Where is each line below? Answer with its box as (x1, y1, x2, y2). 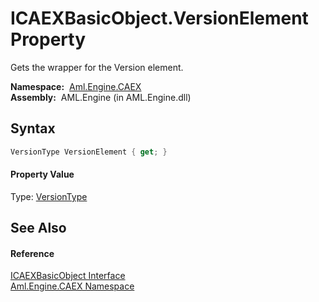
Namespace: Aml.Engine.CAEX (10, 80, 142, 92)
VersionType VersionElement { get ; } (10, 147, 168, 157)
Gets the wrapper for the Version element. (10, 61, 184, 73)
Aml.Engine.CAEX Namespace (10, 280, 135, 292)
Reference (10, 247, 55, 259)
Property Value (10, 168, 75, 181)
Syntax (10, 120, 56, 137)
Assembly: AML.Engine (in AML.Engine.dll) (10, 91, 192, 103)
